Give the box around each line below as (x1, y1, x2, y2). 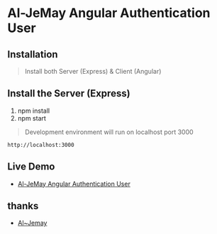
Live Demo (7, 161, 55, 173)
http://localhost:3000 (7, 141, 74, 148)
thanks (7, 200, 39, 212)
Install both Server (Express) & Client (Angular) (24, 67, 162, 75)
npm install (17, 106, 50, 115)
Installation (7, 48, 58, 60)
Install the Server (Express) (7, 87, 130, 100)
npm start (17, 113, 46, 122)
